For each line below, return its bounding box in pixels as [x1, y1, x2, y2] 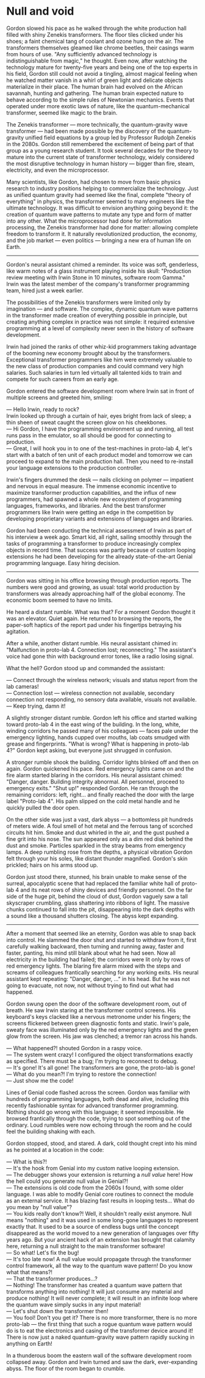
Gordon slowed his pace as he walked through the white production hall [6, 24, 187, 32]
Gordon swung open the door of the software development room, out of [6, 1000, 187, 1007]
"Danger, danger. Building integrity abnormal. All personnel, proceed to [6, 778, 185, 785]
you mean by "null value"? [6, 1203, 72, 1210]
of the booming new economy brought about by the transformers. [6, 349, 172, 357]
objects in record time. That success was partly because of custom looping [6, 546, 196, 554]
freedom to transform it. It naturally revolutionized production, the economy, [6, 230, 197, 237]
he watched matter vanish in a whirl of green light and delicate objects [6, 76, 183, 84]
